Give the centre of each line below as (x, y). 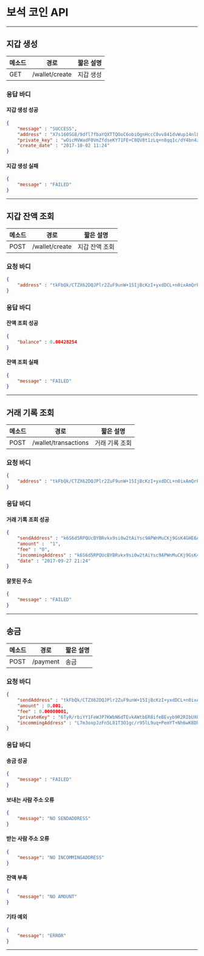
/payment (46, 661)
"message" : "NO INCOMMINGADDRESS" (61, 857)
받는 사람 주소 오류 (28, 839)
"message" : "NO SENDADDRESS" (54, 819)
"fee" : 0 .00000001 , (43, 711)
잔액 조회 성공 (22, 323)
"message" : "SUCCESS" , (47, 129)
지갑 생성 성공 (22, 110)
